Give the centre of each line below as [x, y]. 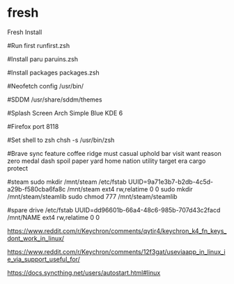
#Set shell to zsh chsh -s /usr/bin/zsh [61, 140]
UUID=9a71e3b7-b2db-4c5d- [171, 182]
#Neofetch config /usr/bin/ [46, 86]
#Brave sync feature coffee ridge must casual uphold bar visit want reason [114, 153]
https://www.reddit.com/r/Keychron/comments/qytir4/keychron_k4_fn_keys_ [117, 230]
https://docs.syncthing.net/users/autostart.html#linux [84, 272]
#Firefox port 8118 [33, 126]
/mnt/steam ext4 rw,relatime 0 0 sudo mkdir [130, 189]
